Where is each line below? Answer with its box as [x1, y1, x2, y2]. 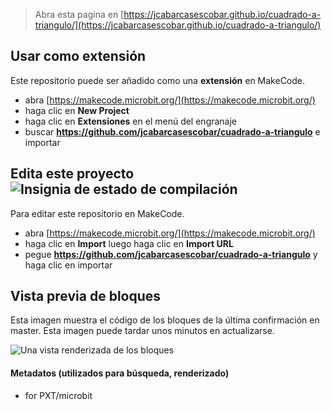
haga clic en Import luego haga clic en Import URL [24, 237, 234, 249]
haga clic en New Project [24, 104, 130, 116]
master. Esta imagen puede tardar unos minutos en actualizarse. [10, 325, 275, 337]
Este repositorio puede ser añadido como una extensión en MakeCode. [10, 74, 306, 86]
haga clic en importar [24, 259, 113, 271]
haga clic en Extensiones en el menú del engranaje [24, 115, 238, 127]
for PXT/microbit [24, 389, 93, 401]
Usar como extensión [10, 48, 147, 65]
